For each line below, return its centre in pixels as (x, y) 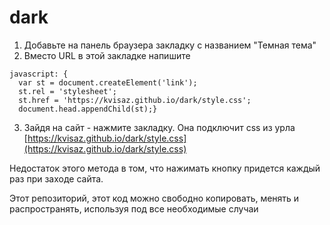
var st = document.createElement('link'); (108, 82)
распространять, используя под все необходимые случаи (134, 208)
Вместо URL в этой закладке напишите (107, 55)
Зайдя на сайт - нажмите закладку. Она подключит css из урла (159, 127)
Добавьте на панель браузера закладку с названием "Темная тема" (170, 45)
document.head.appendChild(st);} (88, 109)
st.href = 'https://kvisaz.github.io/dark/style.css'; (135, 100)
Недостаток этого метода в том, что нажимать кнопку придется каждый (165, 168)
